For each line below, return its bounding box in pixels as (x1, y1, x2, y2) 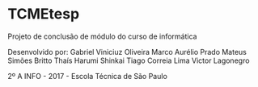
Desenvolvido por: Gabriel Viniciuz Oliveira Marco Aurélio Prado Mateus (7, 47, 247, 56)
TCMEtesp (7, 5, 80, 23)
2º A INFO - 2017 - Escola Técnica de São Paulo (7, 71, 167, 81)
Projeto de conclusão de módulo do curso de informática (7, 31, 197, 41)
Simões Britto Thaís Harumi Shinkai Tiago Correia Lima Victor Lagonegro (7, 56, 250, 65)
